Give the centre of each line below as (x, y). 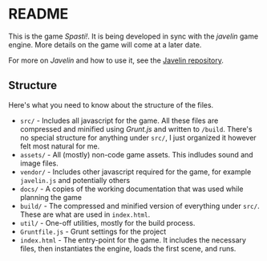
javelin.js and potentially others (75, 180)
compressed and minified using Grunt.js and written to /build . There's (136, 128)
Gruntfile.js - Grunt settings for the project (93, 231)
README (38, 14)
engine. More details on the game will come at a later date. (105, 44)
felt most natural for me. (60, 146)
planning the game (51, 197)
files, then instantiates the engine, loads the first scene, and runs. (128, 248)
